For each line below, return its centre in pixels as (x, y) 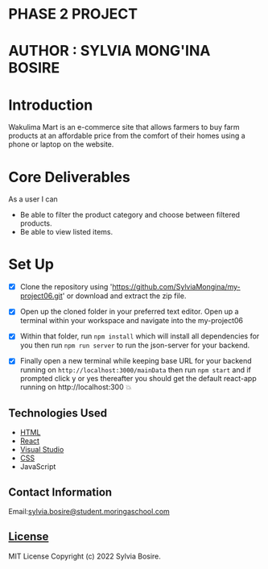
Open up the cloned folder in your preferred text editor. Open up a (129, 312)
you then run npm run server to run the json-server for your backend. (135, 345)
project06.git (41, 296)
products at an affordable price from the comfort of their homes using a (127, 136)
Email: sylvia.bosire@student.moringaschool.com (89, 512)
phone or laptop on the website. (61, 144)
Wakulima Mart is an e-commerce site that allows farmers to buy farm (124, 127)
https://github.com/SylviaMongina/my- (176, 287)
